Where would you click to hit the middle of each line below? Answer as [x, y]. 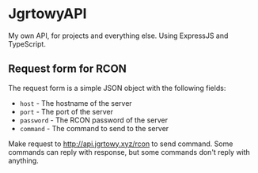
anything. [24, 160]
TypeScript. [27, 43]
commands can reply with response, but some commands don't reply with [129, 152]
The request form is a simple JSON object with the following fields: [117, 88]
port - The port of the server [66, 111]
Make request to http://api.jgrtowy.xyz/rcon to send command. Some [121, 144]
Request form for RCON [67, 69]
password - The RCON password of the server [94, 120]
